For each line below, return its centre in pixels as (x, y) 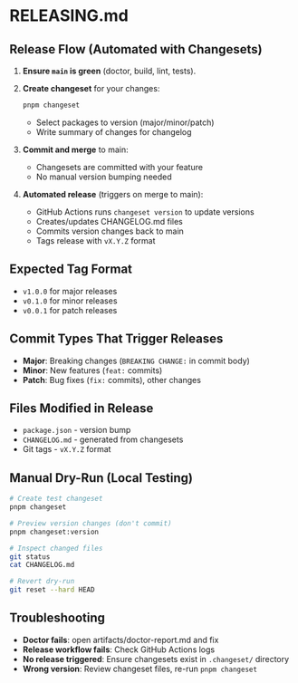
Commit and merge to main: (75, 149)
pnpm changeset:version (54, 532)
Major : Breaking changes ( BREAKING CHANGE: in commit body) (136, 361)
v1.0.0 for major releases (70, 291)
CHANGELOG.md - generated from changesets (103, 439)
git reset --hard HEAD (52, 590)
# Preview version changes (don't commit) (91, 523)
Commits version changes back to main (110, 231)
